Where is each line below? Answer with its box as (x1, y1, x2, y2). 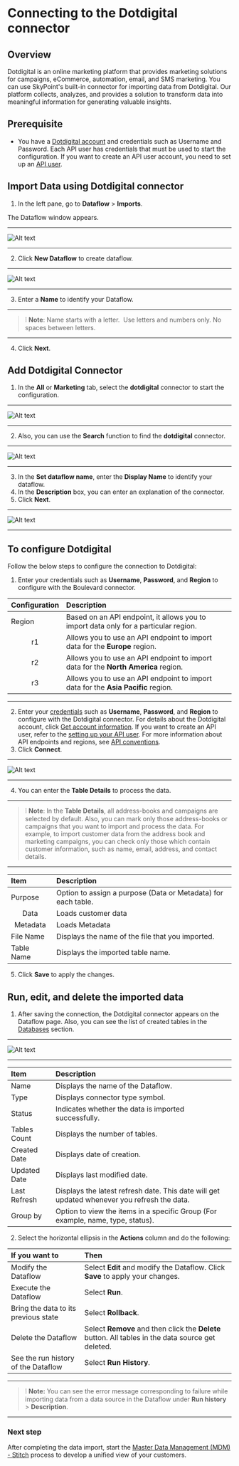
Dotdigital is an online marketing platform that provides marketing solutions (7, 68, 228, 75)
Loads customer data (55, 909, 127, 919)
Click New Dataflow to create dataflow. (17, 254, 134, 263)
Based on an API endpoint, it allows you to (66, 612, 206, 622)
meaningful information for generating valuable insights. (7, 97, 172, 106)
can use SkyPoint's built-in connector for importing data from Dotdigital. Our (7, 83, 231, 90)
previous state (11, 1312, 59, 1322)
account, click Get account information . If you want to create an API (17, 722, 217, 731)
